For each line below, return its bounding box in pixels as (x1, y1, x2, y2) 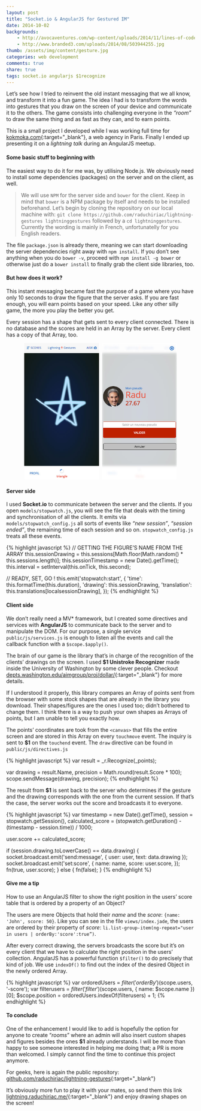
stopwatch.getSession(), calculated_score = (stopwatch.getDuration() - (6, 817, 182, 824)
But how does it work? (6, 274, 63, 281)
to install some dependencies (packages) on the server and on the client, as (6, 173, 194, 181)
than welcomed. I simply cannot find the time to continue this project (6, 1050, 175, 1058)
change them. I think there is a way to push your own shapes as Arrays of (6, 708, 187, 715)
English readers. (20, 230, 62, 237)
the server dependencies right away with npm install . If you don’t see (6, 248, 179, 255)
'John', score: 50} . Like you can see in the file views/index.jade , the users (6, 917, 194, 924)
